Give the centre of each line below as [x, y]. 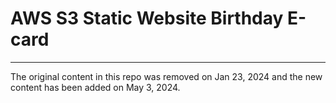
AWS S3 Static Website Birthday [147, 18]
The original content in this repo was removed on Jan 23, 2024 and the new [166, 76]
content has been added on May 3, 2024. [95, 87]
